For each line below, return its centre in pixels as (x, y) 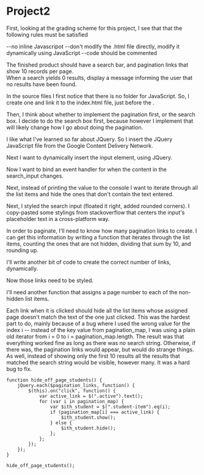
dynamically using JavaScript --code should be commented (82, 53)
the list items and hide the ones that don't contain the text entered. (90, 194)
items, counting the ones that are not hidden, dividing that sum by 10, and (99, 244)
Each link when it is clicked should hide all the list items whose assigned (97, 310)
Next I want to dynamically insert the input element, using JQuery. (89, 158)
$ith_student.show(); (88, 417)
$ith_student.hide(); (88, 428)
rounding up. (22, 250)
